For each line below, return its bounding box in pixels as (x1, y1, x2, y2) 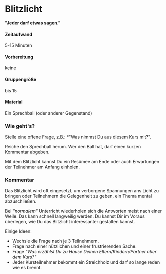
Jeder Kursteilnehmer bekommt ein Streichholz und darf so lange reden (12, 259, 160, 265)
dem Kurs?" (12, 254, 37, 260)
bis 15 (5, 87, 17, 93)
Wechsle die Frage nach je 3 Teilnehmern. (12, 238, 99, 244)
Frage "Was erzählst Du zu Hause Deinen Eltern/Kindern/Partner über (12, 249, 157, 255)
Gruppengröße (5, 76, 36, 82)
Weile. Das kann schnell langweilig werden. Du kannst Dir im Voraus (5, 213, 145, 219)
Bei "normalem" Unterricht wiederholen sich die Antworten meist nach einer (5, 208, 162, 214)
